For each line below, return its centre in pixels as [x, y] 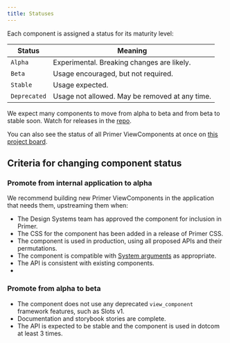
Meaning [132, 51]
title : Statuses [30, 14]
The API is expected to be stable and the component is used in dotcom [118, 326]
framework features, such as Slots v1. [71, 311]
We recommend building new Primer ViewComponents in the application [111, 198]
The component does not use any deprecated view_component [105, 303]
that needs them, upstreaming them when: [68, 206]
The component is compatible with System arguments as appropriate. [117, 256]
